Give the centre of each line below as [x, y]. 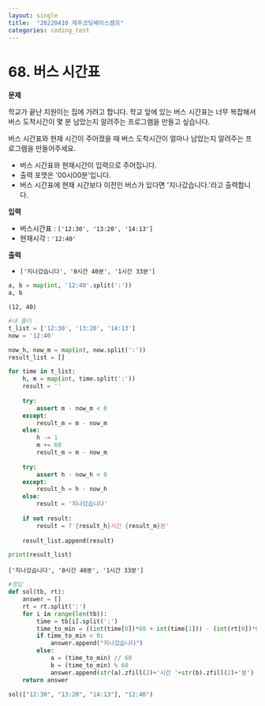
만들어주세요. [56, 149]
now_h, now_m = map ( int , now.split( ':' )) [77, 350]
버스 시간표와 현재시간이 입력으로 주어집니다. [88, 165]
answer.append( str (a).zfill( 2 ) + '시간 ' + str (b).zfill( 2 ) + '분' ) [152, 673]
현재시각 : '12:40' [48, 239]
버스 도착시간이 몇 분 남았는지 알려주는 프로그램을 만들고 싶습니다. [109, 122]
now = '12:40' [32, 336]
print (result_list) [40, 555]
